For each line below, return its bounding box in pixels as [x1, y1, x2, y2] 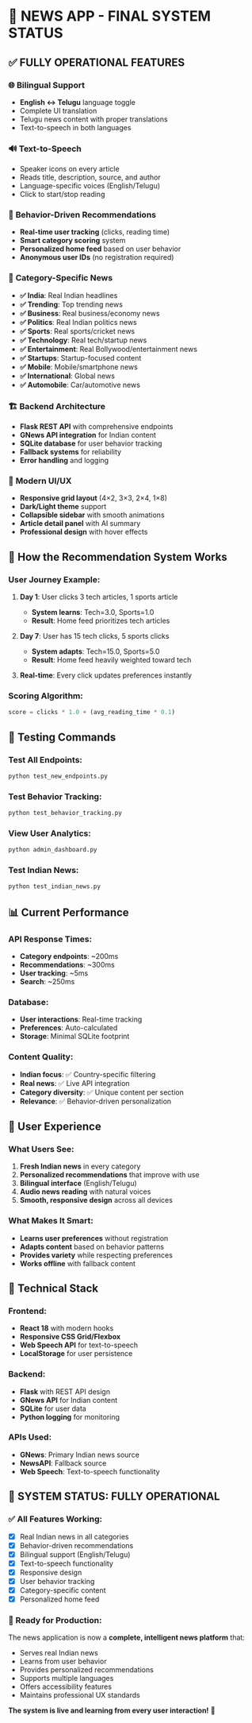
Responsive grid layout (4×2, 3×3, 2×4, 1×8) [19, 493, 168, 503]
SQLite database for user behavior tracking [19, 438, 162, 448]
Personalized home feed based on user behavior [19, 244, 181, 253]
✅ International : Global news [19, 371, 115, 381]
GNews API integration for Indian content [19, 431, 156, 440]
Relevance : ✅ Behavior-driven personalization [19, 1096, 172, 1106]
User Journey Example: [8, 574, 101, 585]
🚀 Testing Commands [8, 730, 116, 744]
